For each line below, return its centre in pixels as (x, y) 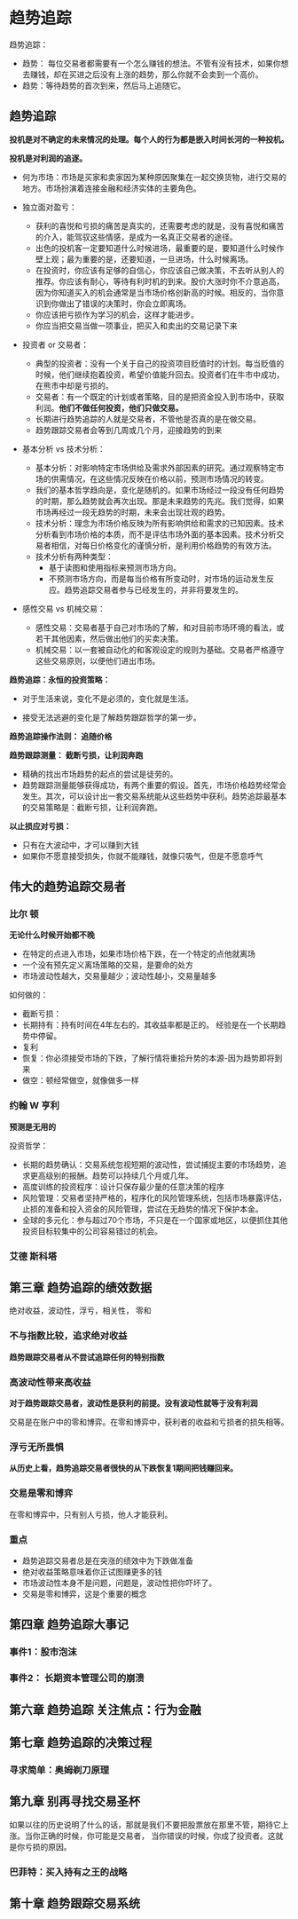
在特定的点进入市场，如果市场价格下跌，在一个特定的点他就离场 (138, 954)
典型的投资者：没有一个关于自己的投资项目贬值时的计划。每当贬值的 (160, 363)
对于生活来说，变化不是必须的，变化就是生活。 (107, 699)
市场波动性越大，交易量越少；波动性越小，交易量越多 (119, 976)
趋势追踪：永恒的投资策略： (60, 679)
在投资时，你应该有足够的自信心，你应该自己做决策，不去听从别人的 (160, 270)
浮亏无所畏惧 (37, 1447)
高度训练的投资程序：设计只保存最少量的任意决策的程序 (123, 1187)
